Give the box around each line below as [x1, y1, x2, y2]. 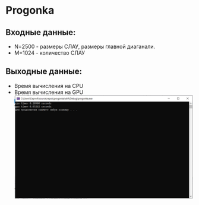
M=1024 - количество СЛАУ [14, 49, 86, 56]
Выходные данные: [5, 67, 83, 77]
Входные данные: [5, 27, 76, 37]
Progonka [5, 4, 55, 17]
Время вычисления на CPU [14, 82, 84, 89]
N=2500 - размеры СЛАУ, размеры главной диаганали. [14, 43, 156, 50]
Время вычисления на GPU [14, 89, 84, 96]
